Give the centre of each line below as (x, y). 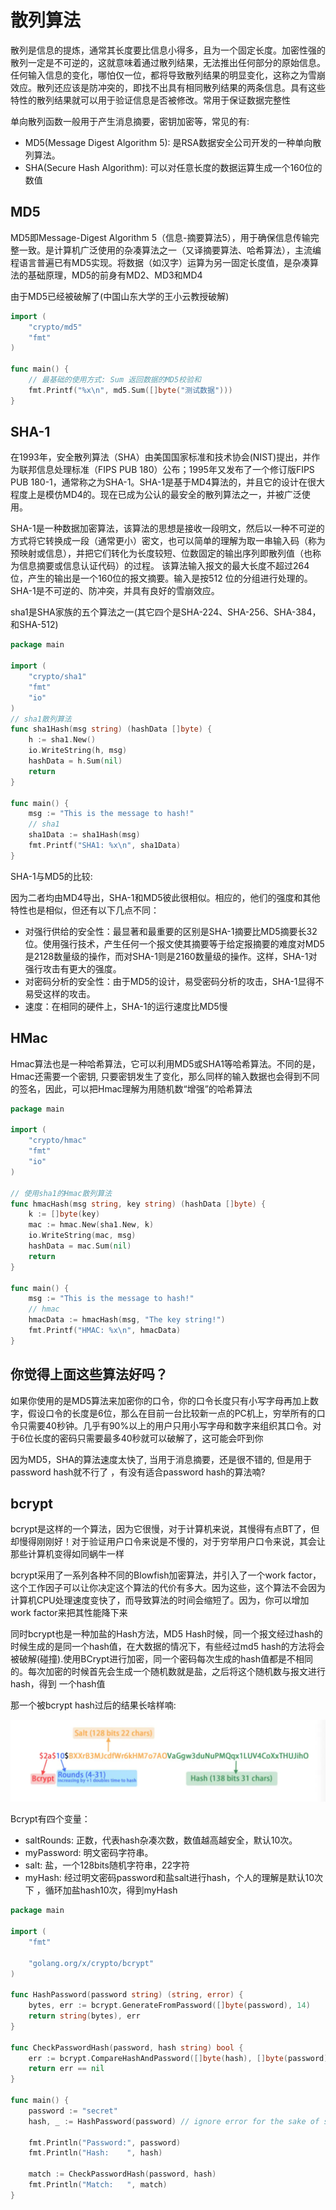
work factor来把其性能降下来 (69, 1613)
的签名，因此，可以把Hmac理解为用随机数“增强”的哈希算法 (131, 1088)
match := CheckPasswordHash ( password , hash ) (122, 2174)
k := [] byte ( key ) (64, 1214)
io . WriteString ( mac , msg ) (82, 1236)
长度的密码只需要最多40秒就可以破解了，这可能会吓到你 (148, 1438)
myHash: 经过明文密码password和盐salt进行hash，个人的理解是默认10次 (174, 1878)
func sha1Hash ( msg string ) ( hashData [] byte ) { (111, 729)
